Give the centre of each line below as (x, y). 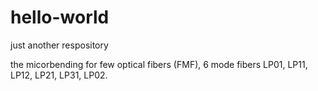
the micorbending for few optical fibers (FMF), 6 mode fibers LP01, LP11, (159, 64)
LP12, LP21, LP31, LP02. (59, 75)
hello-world (60, 17)
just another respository (59, 45)
